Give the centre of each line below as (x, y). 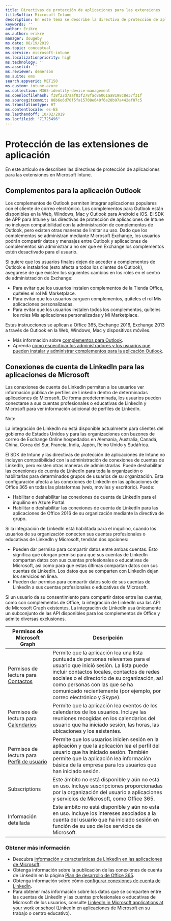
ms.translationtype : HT (31, 105)
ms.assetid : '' (21, 67)
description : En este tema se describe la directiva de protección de (82, 19)
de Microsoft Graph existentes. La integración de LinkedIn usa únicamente (83, 608)
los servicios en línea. (35, 576)
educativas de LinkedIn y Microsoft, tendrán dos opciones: (67, 540)
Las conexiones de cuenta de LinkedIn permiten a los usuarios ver (75, 387)
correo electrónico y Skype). (87, 698)
